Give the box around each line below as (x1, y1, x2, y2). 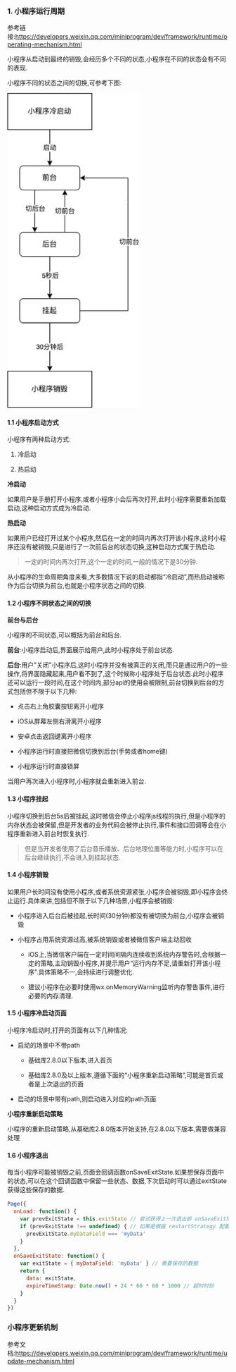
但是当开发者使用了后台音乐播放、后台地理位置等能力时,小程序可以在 (24, 844, 223, 852)
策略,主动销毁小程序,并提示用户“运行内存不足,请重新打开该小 (40, 959, 215, 967)
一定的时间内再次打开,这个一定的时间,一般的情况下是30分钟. (24, 558, 198, 566)
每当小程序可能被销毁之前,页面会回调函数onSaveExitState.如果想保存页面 (7, 1168, 218, 1177)
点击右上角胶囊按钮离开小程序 (17, 702, 104, 711)
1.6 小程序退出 (7, 1151, 48, 1159)
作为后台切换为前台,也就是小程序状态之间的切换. (7, 582, 147, 590)
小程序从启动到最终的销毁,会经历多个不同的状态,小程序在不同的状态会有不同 (7, 55, 227, 63)
